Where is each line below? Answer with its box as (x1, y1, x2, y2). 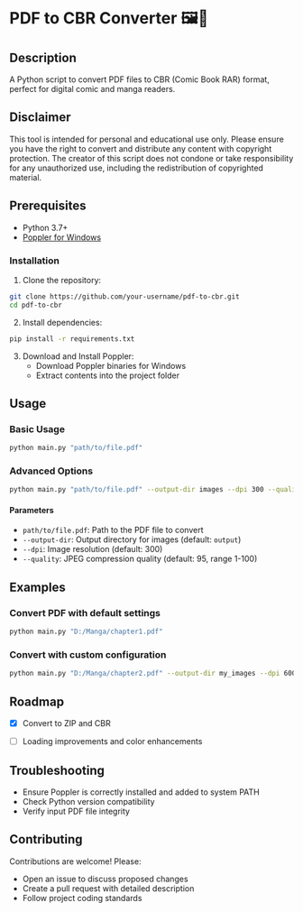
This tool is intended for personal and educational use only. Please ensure (9, 134, 284, 144)
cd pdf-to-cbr (9, 300, 63, 309)
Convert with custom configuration (9, 648, 167, 660)
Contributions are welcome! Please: (9, 855, 142, 867)
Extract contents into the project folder (35, 370, 180, 381)
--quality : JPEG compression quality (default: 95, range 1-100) (22, 553, 258, 565)
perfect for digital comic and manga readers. (9, 84, 176, 94)
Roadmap (9, 694, 65, 709)
